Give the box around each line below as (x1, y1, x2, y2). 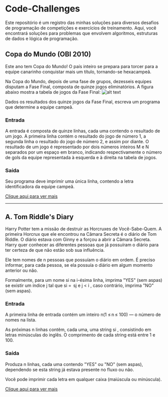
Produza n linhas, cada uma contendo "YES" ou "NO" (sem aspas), (5, 361, 143, 367)
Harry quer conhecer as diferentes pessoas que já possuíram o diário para (5, 242, 159, 248)
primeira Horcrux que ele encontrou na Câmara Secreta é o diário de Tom (5, 231, 156, 237)
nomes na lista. (5, 317, 36, 323)
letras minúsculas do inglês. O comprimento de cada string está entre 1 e (5, 332, 155, 338)
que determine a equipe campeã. (5, 104, 73, 110)
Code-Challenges (5, 3, 80, 15)
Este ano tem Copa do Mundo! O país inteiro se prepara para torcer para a (5, 63, 158, 69)
